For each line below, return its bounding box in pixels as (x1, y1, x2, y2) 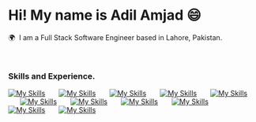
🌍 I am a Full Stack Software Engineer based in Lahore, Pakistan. (8, 32, 223, 42)
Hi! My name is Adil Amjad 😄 (8, 6, 201, 24)
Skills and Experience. (8, 70, 96, 81)
